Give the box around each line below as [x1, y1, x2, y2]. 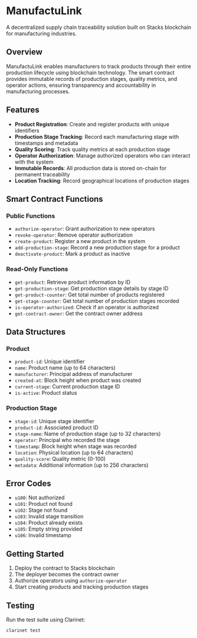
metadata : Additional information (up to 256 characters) [14, 462, 149, 469]
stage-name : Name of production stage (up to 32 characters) [14, 430, 161, 437]
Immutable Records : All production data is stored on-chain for [14, 164, 167, 172]
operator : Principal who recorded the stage [14, 436, 120, 443]
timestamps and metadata [14, 139, 78, 146]
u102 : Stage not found [14, 506, 68, 514]
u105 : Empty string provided [14, 525, 83, 532]
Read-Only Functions [6, 265, 68, 273]
